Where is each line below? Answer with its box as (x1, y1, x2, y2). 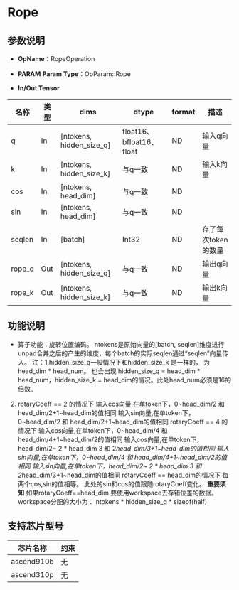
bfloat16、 (122, 137, 159, 146)
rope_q (11, 264, 34, 274)
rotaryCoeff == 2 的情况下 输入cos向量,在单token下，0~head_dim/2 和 (17, 399, 225, 408)
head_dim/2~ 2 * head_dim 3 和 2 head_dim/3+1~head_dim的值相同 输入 (17, 444, 230, 452)
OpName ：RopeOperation (17, 55, 95, 63)
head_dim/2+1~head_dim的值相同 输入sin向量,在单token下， (17, 408, 195, 417)
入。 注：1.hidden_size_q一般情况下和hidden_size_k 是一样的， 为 (17, 358, 211, 366)
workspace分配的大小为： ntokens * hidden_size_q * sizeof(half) (17, 497, 208, 505)
